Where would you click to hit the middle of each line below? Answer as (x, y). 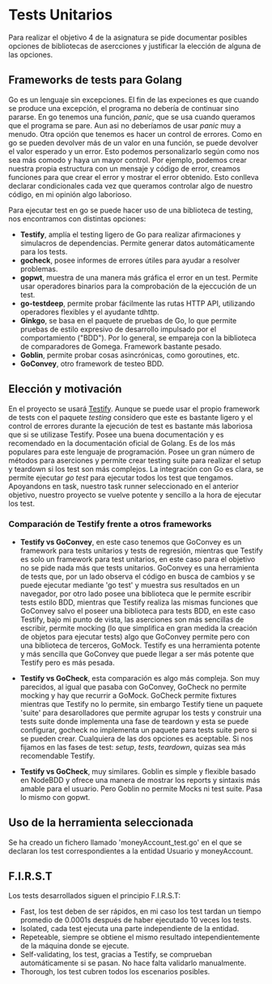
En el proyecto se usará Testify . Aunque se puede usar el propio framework (134, 409)
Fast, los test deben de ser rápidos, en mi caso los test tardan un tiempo (140, 911)
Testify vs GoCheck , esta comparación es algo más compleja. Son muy (140, 678)
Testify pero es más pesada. (67, 662)
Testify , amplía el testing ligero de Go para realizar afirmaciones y (130, 234)
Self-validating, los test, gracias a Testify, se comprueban (116, 955)
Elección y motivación (65, 389)
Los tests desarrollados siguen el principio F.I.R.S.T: (94, 896)
